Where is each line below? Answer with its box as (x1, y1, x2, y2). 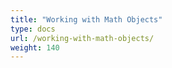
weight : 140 (10, 42, 60, 53)
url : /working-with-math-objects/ (10, 33, 155, 43)
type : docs (10, 24, 56, 34)
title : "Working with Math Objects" (10, 14, 163, 25)
